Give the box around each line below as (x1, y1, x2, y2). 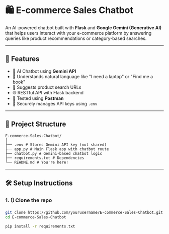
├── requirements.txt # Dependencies (5, 155, 84, 160)
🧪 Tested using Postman (12, 95, 64, 101)
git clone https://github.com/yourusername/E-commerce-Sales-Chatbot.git (5, 210, 163, 215)
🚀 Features (5, 54, 40, 64)
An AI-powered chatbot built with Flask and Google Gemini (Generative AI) (5, 24, 162, 31)
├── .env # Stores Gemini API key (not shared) (5, 142, 107, 147)
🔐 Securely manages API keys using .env (12, 100, 98, 106)
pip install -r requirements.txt (5, 224, 75, 229)
